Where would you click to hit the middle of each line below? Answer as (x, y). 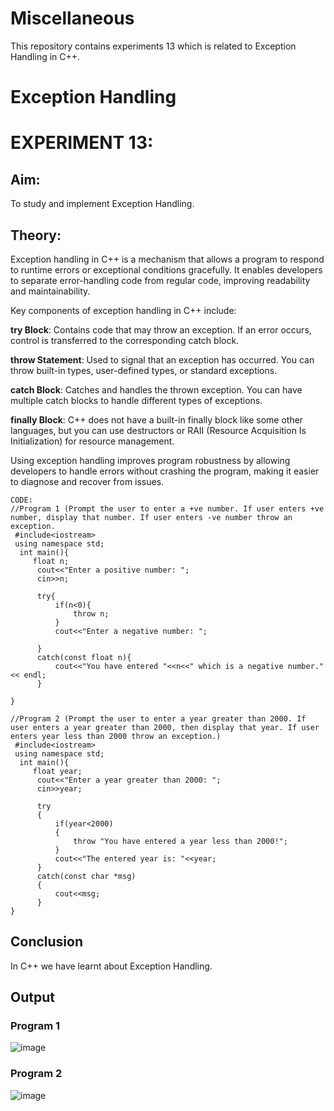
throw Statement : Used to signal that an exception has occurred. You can (162, 359)
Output (32, 997)
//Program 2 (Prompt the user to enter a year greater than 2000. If (158, 718)
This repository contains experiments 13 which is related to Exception (153, 46)
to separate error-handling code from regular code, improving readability (160, 280)
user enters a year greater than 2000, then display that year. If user (165, 727)
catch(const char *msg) (86, 876)
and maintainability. (50, 291)
